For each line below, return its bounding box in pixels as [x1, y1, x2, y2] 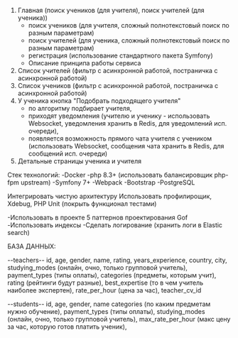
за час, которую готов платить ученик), [7, 322, 127, 331]
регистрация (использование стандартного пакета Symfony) [28, 51, 213, 60]
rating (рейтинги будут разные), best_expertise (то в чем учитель [7, 278, 204, 287]
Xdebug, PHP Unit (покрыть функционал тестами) [7, 200, 157, 208]
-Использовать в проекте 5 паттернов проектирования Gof [7, 213, 188, 222]
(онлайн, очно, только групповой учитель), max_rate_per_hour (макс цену [7, 315, 231, 323]
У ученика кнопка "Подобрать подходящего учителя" [17, 97, 181, 105]
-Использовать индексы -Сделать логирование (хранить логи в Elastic [7, 221, 222, 229]
